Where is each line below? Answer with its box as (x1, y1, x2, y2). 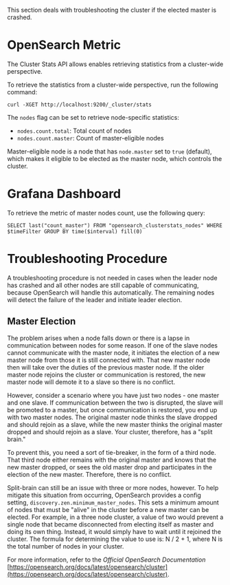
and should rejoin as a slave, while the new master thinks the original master (7, 420, 223, 429)
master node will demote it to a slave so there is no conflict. (7, 378, 176, 386)
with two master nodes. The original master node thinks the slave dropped (7, 413, 218, 421)
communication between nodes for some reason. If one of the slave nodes (7, 341, 218, 350)
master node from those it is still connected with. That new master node (7, 356, 211, 364)
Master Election (7, 316, 76, 328)
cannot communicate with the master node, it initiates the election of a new (7, 348, 220, 357)
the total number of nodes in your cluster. (7, 542, 124, 550)
